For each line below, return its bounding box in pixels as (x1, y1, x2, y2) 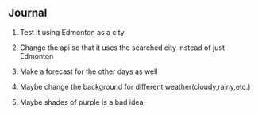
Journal (8, 6, 48, 20)
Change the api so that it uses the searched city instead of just (19, 43, 225, 52)
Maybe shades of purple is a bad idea (19, 97, 144, 106)
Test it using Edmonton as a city (19, 27, 125, 36)
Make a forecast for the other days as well (19, 67, 158, 76)
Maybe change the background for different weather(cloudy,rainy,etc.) (19, 82, 251, 91)
